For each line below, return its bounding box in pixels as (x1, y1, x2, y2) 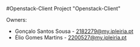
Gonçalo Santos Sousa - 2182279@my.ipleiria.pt (14, 28, 134, 35)
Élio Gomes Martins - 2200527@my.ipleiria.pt (14, 34, 127, 41)
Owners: (6, 16, 27, 23)
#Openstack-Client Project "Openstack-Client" (6, 5, 121, 12)
